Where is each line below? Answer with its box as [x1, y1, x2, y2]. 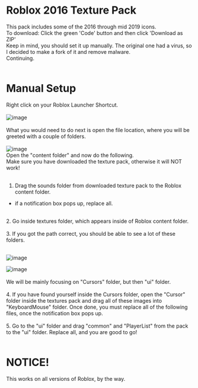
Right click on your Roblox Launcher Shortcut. [6, 101, 119, 108]
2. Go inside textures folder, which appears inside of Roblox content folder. [6, 217, 189, 225]
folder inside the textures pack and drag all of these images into [6, 297, 162, 304]
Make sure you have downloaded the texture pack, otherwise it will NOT [6, 158, 182, 165]
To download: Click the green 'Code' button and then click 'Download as [6, 29, 183, 36]
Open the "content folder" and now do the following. [6, 152, 135, 159]
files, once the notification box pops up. [6, 309, 103, 317]
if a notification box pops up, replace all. [14, 200, 113, 207]
